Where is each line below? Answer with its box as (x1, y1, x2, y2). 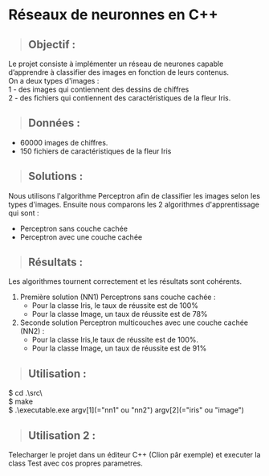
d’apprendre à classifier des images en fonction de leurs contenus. (8, 68, 230, 77)
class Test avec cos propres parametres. (8, 458, 143, 468)
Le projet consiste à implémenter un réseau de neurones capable (8, 59, 224, 68)
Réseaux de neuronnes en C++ (8, 6, 218, 24)
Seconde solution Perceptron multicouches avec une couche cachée (19, 318, 249, 327)
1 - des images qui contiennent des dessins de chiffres (8, 84, 190, 94)
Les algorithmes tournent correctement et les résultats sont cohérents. (8, 277, 243, 286)
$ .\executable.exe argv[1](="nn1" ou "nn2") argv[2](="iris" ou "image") (8, 405, 245, 415)
